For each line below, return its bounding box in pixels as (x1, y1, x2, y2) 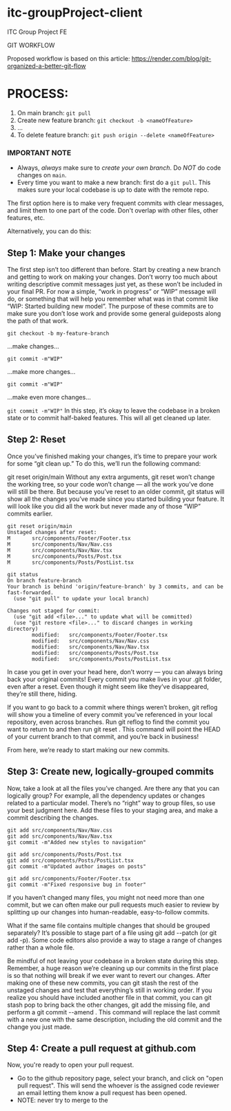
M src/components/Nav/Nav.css (7, 540, 112, 548)
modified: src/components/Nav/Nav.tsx (32, 643, 150, 650)
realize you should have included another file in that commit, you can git (7, 993, 212, 1001)
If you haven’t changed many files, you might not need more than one (7, 893, 205, 901)
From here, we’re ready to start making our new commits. (7, 745, 170, 754)
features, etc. (7, 214, 45, 222)
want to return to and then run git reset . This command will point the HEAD (7, 725, 221, 733)
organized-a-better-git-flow (7, 61, 86, 70)
